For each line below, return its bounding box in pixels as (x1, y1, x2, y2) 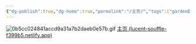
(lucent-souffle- (128, 25, 167, 32)
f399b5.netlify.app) (6, 31, 53, 38)
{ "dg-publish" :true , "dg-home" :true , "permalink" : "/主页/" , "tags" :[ (6, 8, 170, 14)
